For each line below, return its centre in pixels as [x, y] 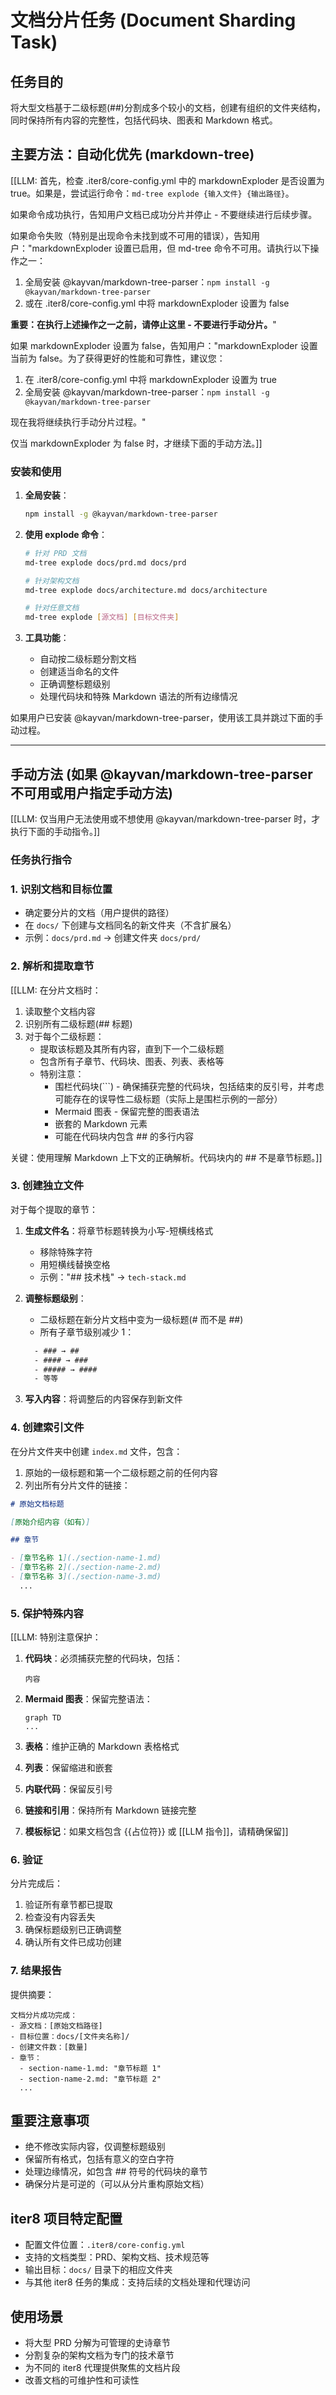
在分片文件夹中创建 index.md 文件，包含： [96, 1451]
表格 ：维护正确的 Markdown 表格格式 [102, 1747]
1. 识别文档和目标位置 [61, 889]
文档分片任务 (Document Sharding [153, 20]
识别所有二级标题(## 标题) [78, 1023]
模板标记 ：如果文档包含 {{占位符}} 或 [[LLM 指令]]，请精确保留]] [156, 1832]
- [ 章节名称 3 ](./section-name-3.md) [86, 1577]
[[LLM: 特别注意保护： [56, 1637]
